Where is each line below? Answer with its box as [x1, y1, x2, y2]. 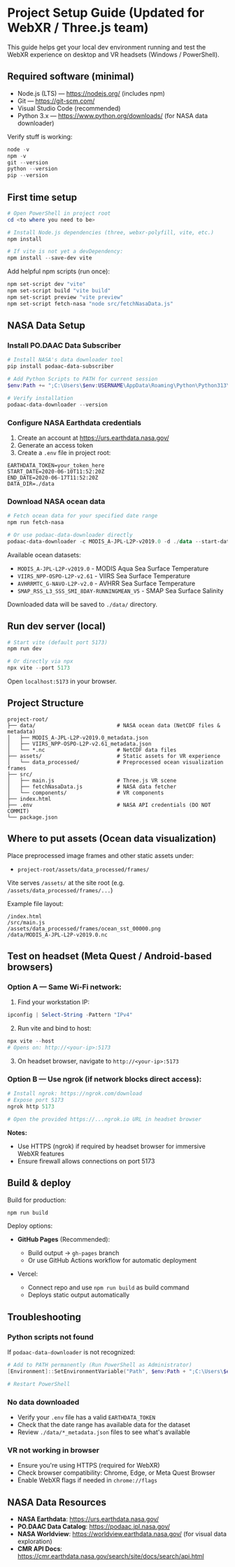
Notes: [7, 1128, 28, 1137]
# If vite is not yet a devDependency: [7, 248, 124, 255]
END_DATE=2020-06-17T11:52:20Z [7, 474, 99, 481]
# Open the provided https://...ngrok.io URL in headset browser [7, 1115, 201, 1123]
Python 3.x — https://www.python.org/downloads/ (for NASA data [17, 111, 208, 120]
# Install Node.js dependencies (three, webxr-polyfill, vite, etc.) [7, 229, 215, 236]
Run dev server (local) [7, 620, 106, 632]
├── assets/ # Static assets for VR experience [7, 752, 220, 759]
